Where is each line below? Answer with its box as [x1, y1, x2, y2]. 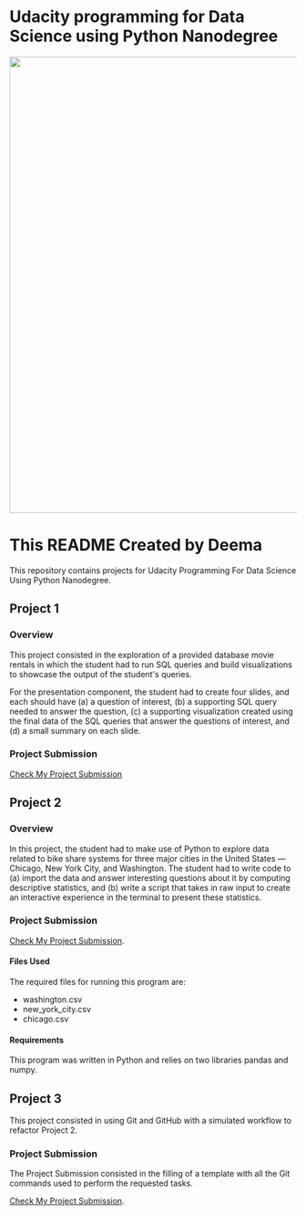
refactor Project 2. [9, 1125, 78, 1136]
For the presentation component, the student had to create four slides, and [9, 686, 290, 697]
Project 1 [9, 601, 59, 617]
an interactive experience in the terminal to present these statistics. [9, 892, 262, 903]
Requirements [9, 1034, 65, 1045]
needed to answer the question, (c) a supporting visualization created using [9, 706, 293, 717]
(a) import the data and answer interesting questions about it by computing [9, 872, 291, 883]
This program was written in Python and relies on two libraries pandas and [9, 1054, 289, 1065]
